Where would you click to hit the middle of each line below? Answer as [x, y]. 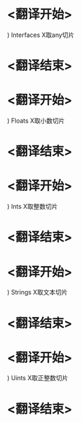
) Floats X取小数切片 [36, 121]
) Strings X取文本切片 [37, 292]
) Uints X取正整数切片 [38, 378]
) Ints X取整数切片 [33, 207]
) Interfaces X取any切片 [41, 35]
